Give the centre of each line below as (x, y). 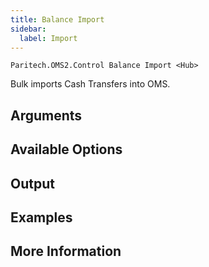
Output (32, 183)
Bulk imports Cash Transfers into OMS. (90, 84)
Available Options (66, 149)
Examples (41, 217)
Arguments (46, 115)
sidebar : (28, 29)
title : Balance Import (57, 19)
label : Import (48, 38)
